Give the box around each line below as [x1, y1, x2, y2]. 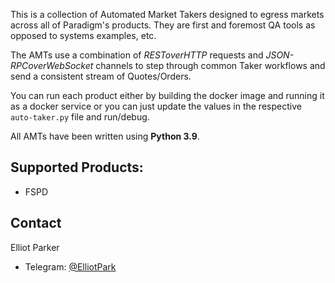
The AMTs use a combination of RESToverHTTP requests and [10, 49, 264, 61]
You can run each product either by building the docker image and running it [10, 90, 325, 101]
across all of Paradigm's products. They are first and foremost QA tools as [10, 19, 316, 31]
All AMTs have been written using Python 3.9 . [10, 130, 200, 142]
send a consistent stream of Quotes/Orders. [10, 70, 192, 82]
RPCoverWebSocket [10, 60, 94, 71]
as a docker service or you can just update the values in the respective [10, 100, 302, 112]
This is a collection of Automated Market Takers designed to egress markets [10, 9, 325, 20]
